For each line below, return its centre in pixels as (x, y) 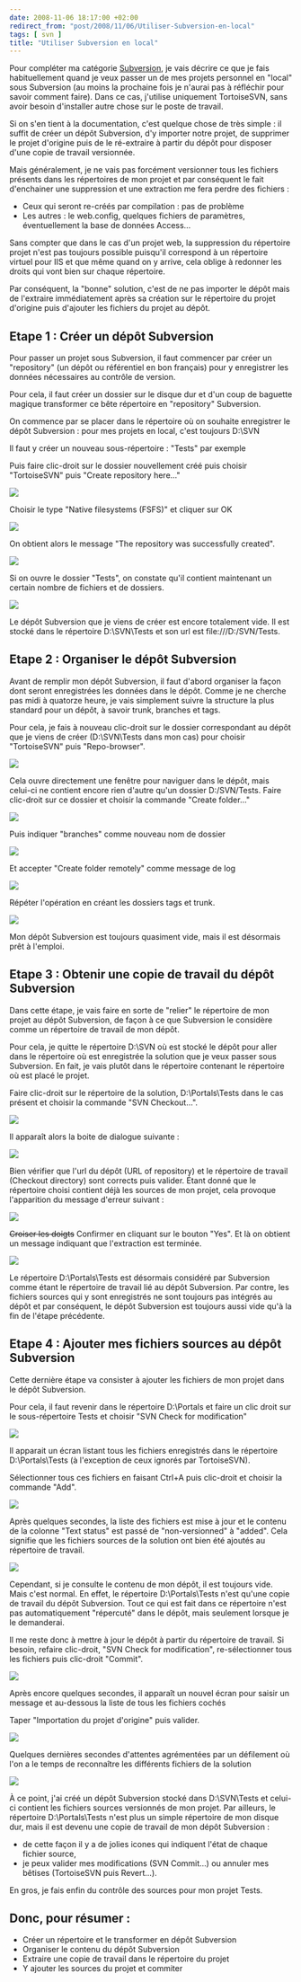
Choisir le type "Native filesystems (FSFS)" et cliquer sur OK (121, 509)
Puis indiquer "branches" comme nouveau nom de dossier (118, 834)
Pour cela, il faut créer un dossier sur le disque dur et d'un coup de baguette (151, 394)
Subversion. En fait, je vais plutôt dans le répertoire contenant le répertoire (147, 1066)
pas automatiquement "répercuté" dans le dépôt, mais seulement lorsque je (149, 1613)
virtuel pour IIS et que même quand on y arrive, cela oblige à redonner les (146, 262)
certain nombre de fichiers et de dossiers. (87, 588)
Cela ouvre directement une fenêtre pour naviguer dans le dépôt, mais (139, 780)
